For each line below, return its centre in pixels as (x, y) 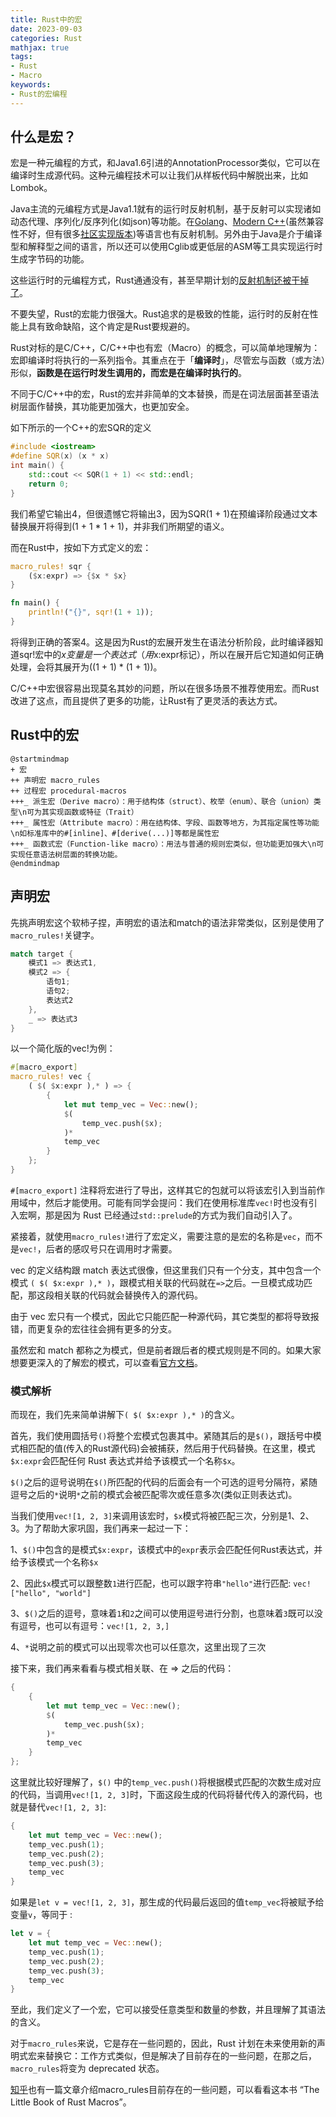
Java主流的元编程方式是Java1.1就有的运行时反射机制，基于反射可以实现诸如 (166, 209)
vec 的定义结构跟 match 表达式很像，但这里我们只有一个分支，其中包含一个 (166, 1270)
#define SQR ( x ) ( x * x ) (60, 456)
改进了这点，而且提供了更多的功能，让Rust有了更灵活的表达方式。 (146, 700)
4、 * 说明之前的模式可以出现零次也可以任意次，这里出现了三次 (138, 1647)
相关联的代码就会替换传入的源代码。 (128, 1295)
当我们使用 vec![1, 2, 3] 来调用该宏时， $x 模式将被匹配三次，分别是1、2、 (162, 1516)
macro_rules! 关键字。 (55, 935)
